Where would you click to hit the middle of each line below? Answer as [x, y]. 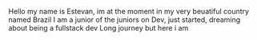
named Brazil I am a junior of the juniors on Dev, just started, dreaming [124, 20]
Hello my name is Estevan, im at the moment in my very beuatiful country [129, 11]
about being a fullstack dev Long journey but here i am [98, 28]
